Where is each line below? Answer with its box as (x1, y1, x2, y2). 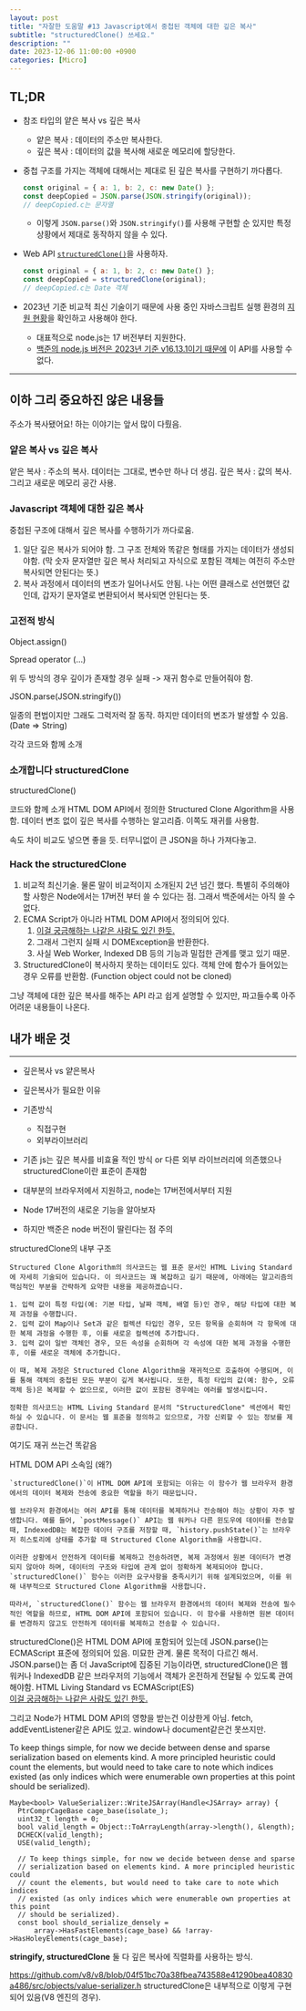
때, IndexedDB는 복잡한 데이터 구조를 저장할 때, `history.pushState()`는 (9, 1526, 269, 1535)
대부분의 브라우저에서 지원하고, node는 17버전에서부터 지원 (22, 1185, 232, 1196)
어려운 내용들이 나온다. (9, 1002, 90, 1013)
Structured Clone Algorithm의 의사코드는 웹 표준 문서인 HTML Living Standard (9, 1263, 293, 1273)
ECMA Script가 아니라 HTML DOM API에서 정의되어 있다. (22, 913, 229, 925)
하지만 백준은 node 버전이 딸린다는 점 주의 (22, 1223, 173, 1235)
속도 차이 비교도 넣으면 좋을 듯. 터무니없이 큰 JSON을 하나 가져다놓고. (9, 835, 257, 846)
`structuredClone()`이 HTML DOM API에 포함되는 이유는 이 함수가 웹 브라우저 (9, 1479, 277, 1489)
